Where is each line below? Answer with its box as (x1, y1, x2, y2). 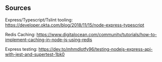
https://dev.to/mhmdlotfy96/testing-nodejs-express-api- (38, 46, 153, 52)
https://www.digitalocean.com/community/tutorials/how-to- (36, 31, 157, 37)
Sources (5, 4, 31, 12)
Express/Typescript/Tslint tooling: (5, 17, 73, 22)
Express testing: (5, 46, 38, 52)
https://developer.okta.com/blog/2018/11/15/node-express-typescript (5, 22, 144, 28)
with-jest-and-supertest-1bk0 (5, 51, 65, 57)
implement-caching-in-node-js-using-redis (5, 37, 93, 42)
